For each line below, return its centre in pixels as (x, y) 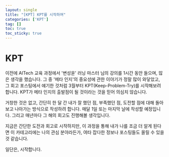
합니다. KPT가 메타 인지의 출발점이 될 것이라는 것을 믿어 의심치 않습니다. (76, 92)
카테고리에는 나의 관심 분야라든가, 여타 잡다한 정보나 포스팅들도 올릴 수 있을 (90, 132)
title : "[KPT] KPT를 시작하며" (35, 15)
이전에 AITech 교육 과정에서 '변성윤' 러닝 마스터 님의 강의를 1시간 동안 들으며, (81, 73)
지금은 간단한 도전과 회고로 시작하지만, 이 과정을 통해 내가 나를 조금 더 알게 (79, 126)
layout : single (21, 10)
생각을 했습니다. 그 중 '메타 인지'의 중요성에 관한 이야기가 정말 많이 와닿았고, (85, 79)
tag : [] (13, 24)
